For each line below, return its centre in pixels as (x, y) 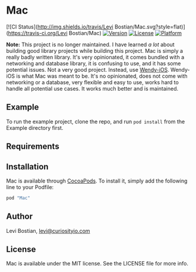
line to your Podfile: (30, 187)
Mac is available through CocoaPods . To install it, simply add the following (97, 181)
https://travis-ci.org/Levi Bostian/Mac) (55, 33)
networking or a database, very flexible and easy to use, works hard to (93, 82)
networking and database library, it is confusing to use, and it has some (94, 63)
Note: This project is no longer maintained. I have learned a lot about (91, 44)
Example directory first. (35, 127)
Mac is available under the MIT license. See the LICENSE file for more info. (97, 264)
